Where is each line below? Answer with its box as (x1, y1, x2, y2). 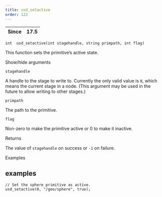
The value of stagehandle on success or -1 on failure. (5, 145, 115, 151)
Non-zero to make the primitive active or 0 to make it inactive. (5, 125, 133, 131)
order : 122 (5, 12, 28, 17)
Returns (5, 135, 22, 141)
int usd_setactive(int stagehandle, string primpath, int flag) (5, 41, 144, 46)
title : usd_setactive (5, 7, 51, 13)
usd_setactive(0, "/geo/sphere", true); (5, 187, 91, 192)
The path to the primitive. (5, 107, 58, 113)
